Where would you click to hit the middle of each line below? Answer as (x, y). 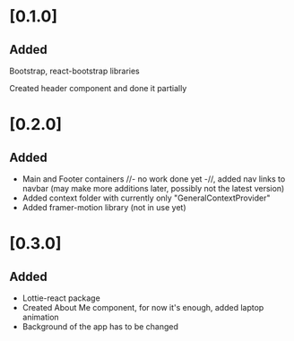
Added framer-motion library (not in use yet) (104, 207)
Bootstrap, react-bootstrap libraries (75, 71)
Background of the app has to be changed (100, 327)
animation (41, 317)
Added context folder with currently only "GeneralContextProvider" (146, 198)
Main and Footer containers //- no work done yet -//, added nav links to (154, 179)
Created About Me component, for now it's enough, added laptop (143, 307)
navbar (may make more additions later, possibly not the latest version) (153, 188)
